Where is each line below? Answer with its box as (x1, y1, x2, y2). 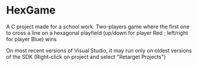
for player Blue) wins (6, 35, 57, 42)
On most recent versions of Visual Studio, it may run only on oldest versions (6, 47, 192, 54)
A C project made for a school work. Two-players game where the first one (6, 23, 190, 30)
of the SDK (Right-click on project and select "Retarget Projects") (6, 53, 166, 60)
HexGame (6, 4, 56, 17)
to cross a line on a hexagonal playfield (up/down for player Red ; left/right (6, 29, 188, 36)
